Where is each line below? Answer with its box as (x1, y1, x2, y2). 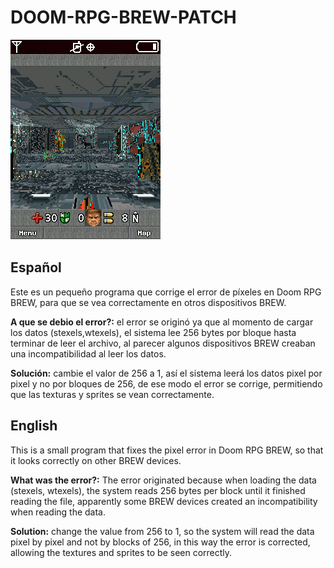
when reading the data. (10, 506, 106, 518)
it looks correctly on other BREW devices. (10, 454, 182, 466)
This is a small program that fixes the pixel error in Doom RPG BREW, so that (10, 444, 324, 456)
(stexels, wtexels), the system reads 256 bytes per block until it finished (10, 484, 306, 496)
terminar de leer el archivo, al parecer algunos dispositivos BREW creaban (10, 337, 316, 349)
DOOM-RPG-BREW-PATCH (10, 6, 237, 29)
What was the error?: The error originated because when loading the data (10, 474, 317, 486)
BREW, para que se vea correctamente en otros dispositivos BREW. (10, 296, 287, 308)
